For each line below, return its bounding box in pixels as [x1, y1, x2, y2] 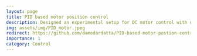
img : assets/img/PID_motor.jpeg [6, 24, 85, 31]
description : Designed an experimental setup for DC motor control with [6, 19, 188, 25]
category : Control [6, 41, 51, 47]
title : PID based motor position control [6, 14, 109, 20]
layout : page [6, 8, 38, 15]
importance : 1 [6, 36, 41, 41]
